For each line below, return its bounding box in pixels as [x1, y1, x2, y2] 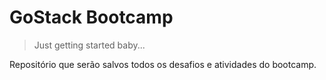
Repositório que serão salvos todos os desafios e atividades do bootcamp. [9, 58, 317, 70]
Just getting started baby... [33, 39, 146, 51]
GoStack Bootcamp [9, 6, 174, 29]
